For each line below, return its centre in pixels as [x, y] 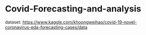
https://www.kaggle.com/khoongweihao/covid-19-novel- [80, 22]
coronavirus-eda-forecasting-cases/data [46, 27]
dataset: [13, 22]
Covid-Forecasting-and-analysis [73, 9]
